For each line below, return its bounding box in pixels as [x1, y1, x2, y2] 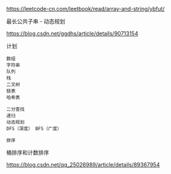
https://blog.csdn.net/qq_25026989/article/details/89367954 [6, 161, 160, 168]
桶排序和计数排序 [6, 149, 49, 156]
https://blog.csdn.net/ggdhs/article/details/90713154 [6, 30, 139, 37]
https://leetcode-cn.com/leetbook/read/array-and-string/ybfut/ [6, 5, 165, 12]
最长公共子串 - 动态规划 [6, 18, 66, 25]
